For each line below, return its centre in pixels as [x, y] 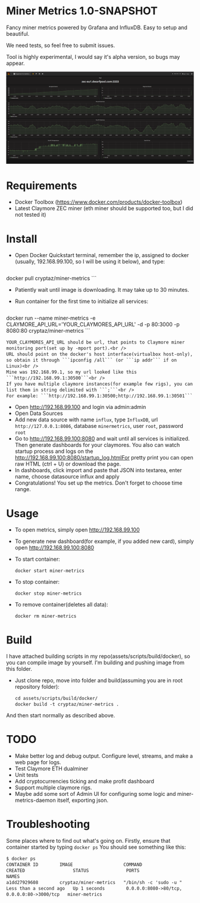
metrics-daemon [35, 800]
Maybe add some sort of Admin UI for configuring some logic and [95, 794]
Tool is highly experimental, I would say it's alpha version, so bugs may [93, 57]
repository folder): [37, 687]
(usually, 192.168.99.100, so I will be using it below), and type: [90, 262]
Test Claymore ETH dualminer [51, 768]
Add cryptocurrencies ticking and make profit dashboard [85, 782]
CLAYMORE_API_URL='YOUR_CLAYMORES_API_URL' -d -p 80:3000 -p [93, 324]
